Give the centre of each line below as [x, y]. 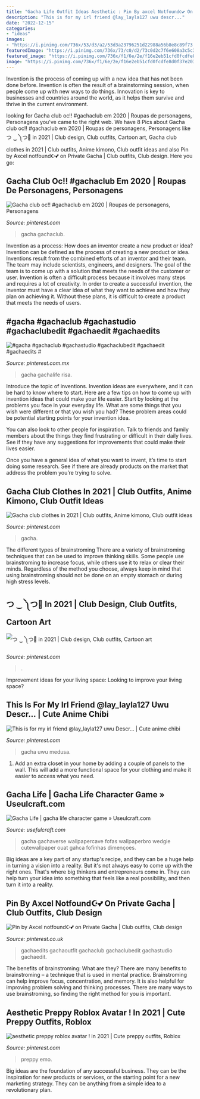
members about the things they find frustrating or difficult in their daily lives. [99, 436]
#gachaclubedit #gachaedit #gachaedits [83, 331]
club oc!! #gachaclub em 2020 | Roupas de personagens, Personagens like [99, 128]
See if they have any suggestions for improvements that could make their [96, 442]
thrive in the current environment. [47, 104]
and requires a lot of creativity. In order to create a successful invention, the [99, 284]
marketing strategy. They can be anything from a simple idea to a [86, 1083]
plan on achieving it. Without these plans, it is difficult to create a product [96, 296]
